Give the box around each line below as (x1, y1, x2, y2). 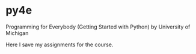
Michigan (5, 29, 29, 36)
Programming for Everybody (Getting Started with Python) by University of (5, 23, 191, 30)
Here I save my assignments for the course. (5, 41, 114, 48)
